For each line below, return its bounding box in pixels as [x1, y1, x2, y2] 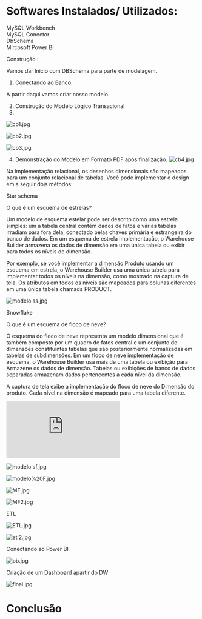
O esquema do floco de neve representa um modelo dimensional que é [6, 332, 184, 340]
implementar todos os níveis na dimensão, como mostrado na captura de [6, 272, 189, 279]
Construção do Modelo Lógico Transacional [15, 102, 125, 110]
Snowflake [6, 309, 33, 316]
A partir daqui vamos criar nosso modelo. [6, 90, 110, 98]
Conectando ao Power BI [6, 545, 69, 552]
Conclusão [6, 602, 62, 616]
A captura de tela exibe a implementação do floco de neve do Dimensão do [6, 383, 195, 390]
